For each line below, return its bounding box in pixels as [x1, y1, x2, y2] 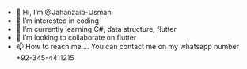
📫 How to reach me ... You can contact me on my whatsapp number [15, 42, 240, 51]
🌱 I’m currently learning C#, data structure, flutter [15, 25, 177, 33]
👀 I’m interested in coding [15, 16, 100, 25]
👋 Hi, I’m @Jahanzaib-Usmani [15, 8, 113, 17]
